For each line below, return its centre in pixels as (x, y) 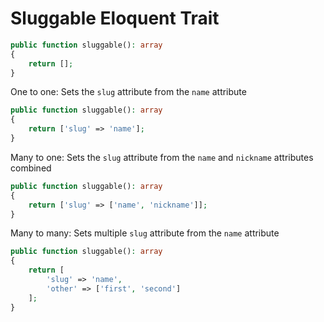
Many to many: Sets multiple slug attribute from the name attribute (145, 233)
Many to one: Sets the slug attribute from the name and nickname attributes (162, 157)
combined (31, 168)
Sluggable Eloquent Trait (115, 18)
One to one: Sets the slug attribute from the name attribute (128, 92)
